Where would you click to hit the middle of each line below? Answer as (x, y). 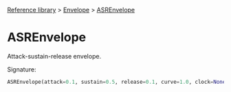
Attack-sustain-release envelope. (54, 56)
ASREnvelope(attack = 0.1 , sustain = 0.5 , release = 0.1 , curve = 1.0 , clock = (110, 82)
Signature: (22, 69)
